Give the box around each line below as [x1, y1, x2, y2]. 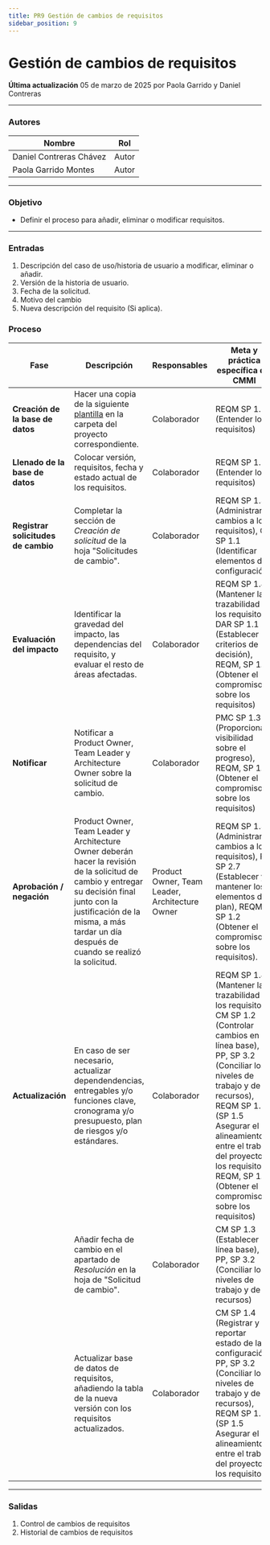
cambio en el [73, 1243, 123, 1255]
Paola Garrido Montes [12, 164, 95, 175]
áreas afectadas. [73, 668, 137, 680]
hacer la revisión [73, 856, 137, 867]
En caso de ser [73, 1045, 130, 1056]
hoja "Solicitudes [73, 544, 138, 556]
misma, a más [73, 916, 126, 927]
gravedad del [73, 618, 125, 630]
